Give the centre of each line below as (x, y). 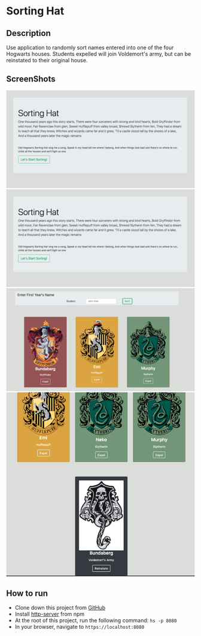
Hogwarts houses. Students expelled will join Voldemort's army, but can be (99, 54)
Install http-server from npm (50, 614)
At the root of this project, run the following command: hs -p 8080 (96, 620)
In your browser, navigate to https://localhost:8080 (80, 627)
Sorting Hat (35, 11)
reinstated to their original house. (47, 60)
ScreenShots (31, 79)
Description (28, 33)
